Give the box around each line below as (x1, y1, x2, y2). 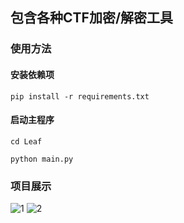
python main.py (10, 154, 74, 164)
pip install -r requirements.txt (10, 91, 150, 102)
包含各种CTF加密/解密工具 (10, 9, 174, 27)
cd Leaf (10, 136, 43, 147)
